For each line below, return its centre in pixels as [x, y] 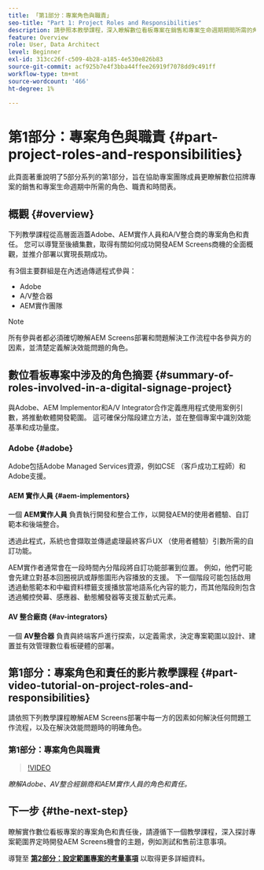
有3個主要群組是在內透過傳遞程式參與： [72, 271]
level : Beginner [35, 52]
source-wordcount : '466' [49, 81]
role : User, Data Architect [54, 45]
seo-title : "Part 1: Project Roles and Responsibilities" [105, 23]
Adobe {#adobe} [40, 448]
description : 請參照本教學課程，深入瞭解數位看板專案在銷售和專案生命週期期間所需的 [130, 30]
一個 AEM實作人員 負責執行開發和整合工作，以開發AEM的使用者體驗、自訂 [129, 515]
